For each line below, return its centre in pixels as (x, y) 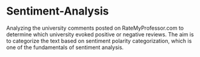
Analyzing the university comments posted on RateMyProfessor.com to (95, 28)
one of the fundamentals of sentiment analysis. (65, 47)
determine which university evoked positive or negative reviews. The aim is (100, 34)
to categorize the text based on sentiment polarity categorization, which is (99, 41)
